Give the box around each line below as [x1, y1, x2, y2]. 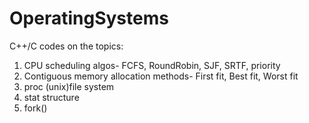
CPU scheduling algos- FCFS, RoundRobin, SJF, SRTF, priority [23, 59, 281, 71]
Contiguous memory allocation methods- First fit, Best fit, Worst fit [23, 70, 299, 82]
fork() [23, 102, 48, 114]
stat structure [23, 91, 80, 103]
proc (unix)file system [23, 80, 115, 92]
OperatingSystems [9, 7, 169, 30]
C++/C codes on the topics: [9, 40, 124, 52]
